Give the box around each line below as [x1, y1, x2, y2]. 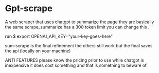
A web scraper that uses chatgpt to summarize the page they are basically [5, 19, 154, 25]
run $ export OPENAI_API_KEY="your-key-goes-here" [5, 33, 113, 39]
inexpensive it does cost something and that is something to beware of [5, 62, 147, 68]
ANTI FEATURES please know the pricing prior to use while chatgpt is [5, 57, 144, 63]
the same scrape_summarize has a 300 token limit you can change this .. [5, 24, 151, 29]
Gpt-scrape [5, 3, 53, 14]
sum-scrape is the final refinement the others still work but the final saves [5, 43, 153, 48]
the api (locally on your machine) [5, 48, 71, 54]
